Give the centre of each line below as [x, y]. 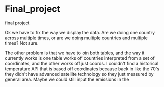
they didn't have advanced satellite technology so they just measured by [79, 74]
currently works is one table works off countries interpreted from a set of [80, 58]
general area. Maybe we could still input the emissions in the [67, 79]
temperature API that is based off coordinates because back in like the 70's [82, 69]
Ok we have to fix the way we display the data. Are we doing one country [80, 32]
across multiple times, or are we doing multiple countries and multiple [76, 38]
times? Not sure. [22, 43]
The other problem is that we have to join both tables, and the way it [75, 53]
